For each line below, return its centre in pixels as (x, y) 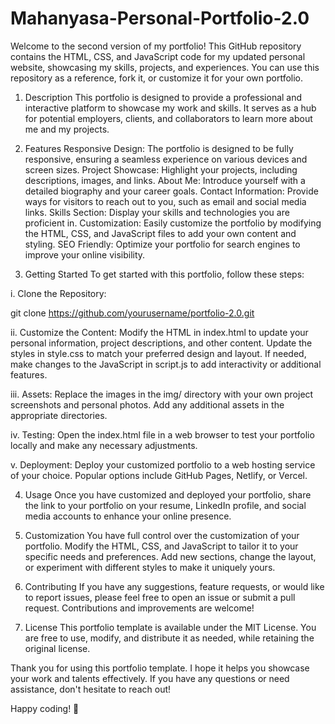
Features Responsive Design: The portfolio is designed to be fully (159, 148)
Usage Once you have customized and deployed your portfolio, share (168, 494)
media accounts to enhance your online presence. (128, 516)
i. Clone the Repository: (58, 293)
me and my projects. (67, 129)
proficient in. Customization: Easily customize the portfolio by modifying (173, 223)
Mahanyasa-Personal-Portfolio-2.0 (160, 18)
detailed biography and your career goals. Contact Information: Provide (171, 191)
